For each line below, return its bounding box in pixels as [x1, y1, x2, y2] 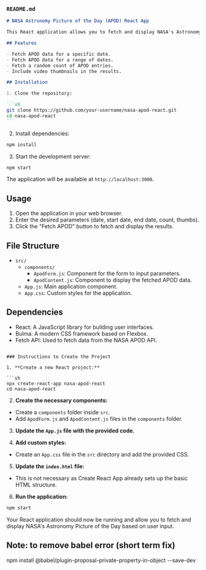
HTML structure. [15, 481, 57, 488]
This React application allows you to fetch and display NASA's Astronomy [6, 29, 202, 36]
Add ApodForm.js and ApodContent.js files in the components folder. [15, 415, 183, 422]
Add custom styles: [15, 439, 66, 446]
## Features [6, 40, 37, 47]
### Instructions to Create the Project [6, 353, 112, 360]
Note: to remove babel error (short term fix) [6, 540, 176, 551]
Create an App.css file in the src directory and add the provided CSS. [15, 450, 189, 458]
